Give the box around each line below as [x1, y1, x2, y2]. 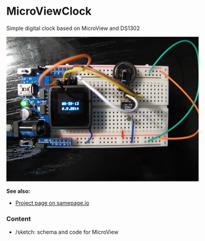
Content [6, 214, 32, 223]
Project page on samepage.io [15, 199, 90, 206]
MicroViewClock [6, 4, 92, 18]
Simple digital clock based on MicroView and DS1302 [6, 24, 140, 32]
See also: [6, 187, 31, 195]
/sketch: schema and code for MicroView [15, 228, 119, 236]
